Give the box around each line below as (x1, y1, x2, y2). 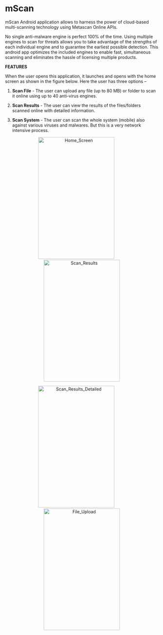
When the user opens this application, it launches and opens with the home (5, 73, 156, 79)
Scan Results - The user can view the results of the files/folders (12, 102, 141, 108)
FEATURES (5, 64, 28, 70)
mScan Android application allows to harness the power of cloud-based (5, 19, 149, 25)
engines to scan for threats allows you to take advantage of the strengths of (5, 38, 157, 44)
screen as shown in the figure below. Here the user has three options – (5, 78, 147, 84)
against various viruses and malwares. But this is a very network (12, 122, 141, 128)
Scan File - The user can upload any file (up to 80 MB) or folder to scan (12, 88, 156, 93)
